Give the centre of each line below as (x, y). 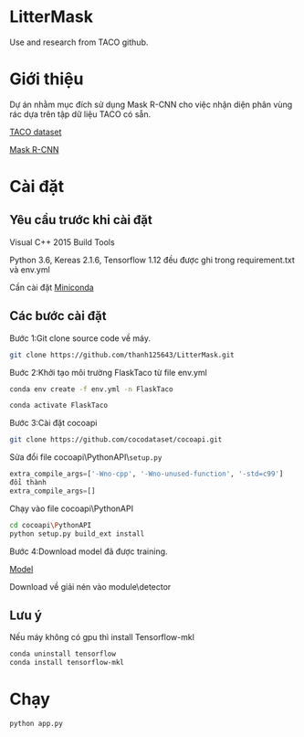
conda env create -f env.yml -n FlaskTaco (91, 389)
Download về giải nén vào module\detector (90, 586)
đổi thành (28, 483)
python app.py (37, 724)
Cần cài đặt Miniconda (52, 287)
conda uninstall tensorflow (63, 654)
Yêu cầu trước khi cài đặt (81, 220)
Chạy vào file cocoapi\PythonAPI (72, 508)
